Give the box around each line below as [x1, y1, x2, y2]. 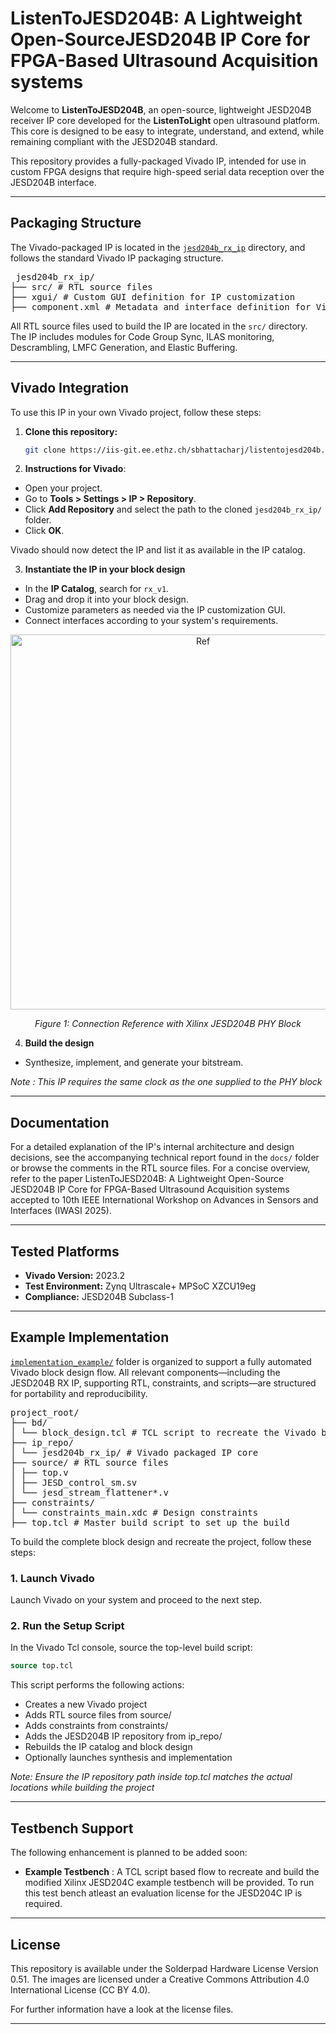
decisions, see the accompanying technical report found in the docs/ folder [10, 1152, 320, 1164]
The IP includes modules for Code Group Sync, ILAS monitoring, [10, 330, 275, 342]
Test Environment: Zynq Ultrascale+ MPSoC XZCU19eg [24, 1280, 257, 1292]
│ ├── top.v [10, 1467, 69, 1478]
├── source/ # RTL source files [10, 1457, 169, 1468]
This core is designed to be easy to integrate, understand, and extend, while [10, 125, 325, 137]
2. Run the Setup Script [10, 1619, 125, 1633]
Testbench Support [10, 1820, 134, 1837]
